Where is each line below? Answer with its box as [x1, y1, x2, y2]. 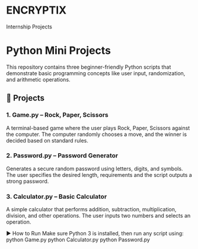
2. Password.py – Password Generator [6, 151, 119, 160]
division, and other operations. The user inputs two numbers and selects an [6, 212, 191, 219]
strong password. [6, 177, 49, 185]
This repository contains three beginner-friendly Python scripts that [6, 63, 171, 70]
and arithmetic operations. [6, 76, 71, 83]
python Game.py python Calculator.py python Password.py [6, 236, 150, 243]
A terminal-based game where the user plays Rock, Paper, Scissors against [6, 124, 190, 131]
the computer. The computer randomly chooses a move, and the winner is [6, 131, 187, 138]
